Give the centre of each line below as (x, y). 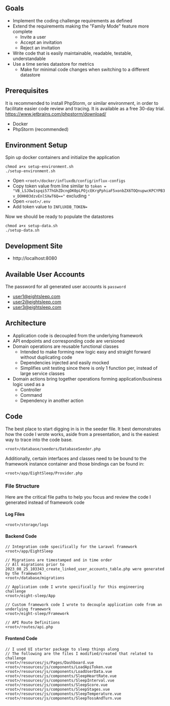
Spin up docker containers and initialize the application (63, 157)
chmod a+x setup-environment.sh (39, 167)
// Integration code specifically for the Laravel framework (71, 547)
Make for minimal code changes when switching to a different (85, 69)
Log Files (15, 514)
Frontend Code (21, 638)
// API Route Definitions (32, 623)
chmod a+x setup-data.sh (31, 226)
